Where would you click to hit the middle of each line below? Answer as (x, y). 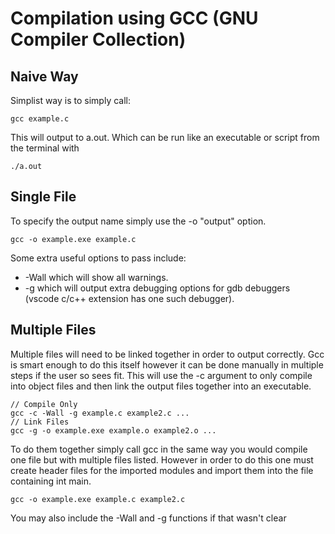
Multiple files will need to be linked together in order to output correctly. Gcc (167, 354)
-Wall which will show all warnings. (96, 277)
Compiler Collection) (98, 39)
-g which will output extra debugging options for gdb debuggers (157, 288)
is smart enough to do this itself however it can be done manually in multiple (167, 364)
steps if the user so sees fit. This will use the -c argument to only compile (161, 375)
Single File (43, 197)
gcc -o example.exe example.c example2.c (98, 499)
